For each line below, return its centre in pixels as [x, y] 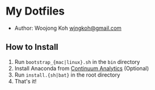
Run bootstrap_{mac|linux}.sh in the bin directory [77, 61]
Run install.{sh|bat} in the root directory [67, 75]
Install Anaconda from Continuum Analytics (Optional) [81, 68]
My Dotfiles [35, 11]
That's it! [25, 81]
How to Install [32, 47]
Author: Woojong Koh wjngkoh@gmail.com [68, 28]
